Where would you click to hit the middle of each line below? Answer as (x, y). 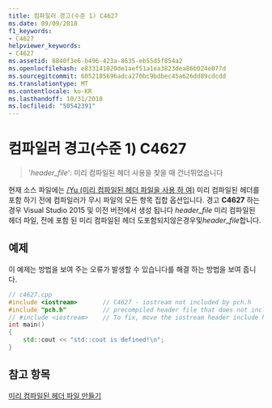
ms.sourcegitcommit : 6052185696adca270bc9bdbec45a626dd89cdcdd (117, 76)
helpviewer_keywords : (45, 46)
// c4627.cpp (30, 295)
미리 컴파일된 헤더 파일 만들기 (55, 395)
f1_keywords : (30, 31)
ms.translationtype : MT (49, 83)
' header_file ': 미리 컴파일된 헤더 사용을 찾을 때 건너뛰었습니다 (125, 173)
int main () (27, 325)
